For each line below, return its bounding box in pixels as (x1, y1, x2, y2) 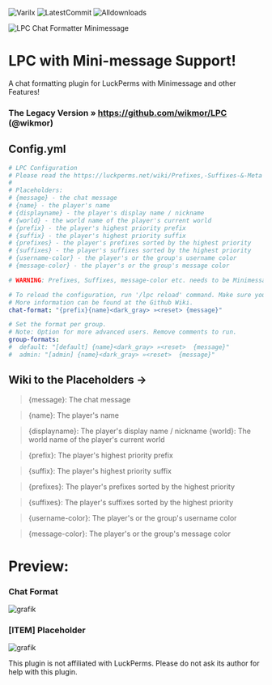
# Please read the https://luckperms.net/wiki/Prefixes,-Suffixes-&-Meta (8, 171, 263, 180)
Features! (8, 87, 40, 96)
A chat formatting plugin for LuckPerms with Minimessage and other (8, 78, 236, 88)
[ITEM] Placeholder (8, 624, 87, 636)
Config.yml (8, 143, 66, 156)
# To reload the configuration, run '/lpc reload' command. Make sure (8, 291, 252, 299)
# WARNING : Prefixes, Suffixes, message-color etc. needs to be (8, 276, 230, 284)
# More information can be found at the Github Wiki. (8, 298, 194, 307)
